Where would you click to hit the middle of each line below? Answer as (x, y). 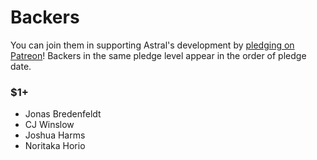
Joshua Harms (55, 135)
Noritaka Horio (55, 146)
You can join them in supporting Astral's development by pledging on (152, 45)
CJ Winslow (49, 125)
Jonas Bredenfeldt (63, 114)
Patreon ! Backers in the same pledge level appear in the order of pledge (158, 55)
